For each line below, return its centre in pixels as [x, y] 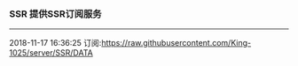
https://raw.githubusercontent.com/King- [176, 43]
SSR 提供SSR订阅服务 [55, 13]
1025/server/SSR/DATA [51, 53]
